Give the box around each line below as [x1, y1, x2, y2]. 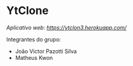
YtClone [6, 4, 49, 18]
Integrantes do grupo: [6, 35, 61, 43]
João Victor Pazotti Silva [15, 47, 77, 55]
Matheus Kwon [15, 54, 53, 61]
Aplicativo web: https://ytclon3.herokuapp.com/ [6, 24, 127, 31]
